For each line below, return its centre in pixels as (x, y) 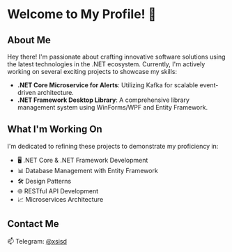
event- (209, 85)
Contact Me (33, 224)
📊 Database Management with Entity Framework (87, 170)
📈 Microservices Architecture (60, 199)
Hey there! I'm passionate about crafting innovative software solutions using (116, 57)
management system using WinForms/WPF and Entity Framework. (112, 107)
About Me (29, 40)
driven (26, 92)
